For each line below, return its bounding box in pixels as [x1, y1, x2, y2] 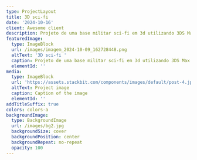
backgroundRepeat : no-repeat [11, 139, 83, 145]
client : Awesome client [6, 25, 64, 31]
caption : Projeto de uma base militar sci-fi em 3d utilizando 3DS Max [11, 57, 191, 63]
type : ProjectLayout [6, 8, 57, 15]
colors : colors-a [6, 107, 49, 113]
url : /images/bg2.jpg [11, 123, 64, 129]
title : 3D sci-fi [6, 14, 49, 20]
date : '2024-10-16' [6, 19, 54, 25]
